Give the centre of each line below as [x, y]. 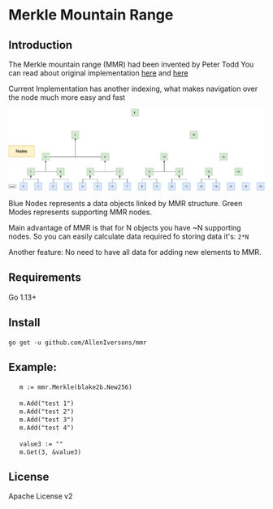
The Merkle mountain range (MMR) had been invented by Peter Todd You [131, 64]
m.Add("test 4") [47, 428]
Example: [32, 367]
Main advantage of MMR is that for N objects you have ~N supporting [125, 228]
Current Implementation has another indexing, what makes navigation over [133, 88]
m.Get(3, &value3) [50, 452]
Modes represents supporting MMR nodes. [80, 212]
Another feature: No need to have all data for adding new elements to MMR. [135, 252]
